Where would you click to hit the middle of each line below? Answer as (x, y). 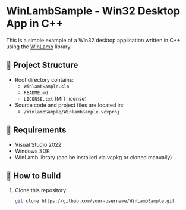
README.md (36, 93)
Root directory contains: (44, 79)
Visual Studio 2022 (38, 144)
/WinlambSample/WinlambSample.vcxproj (72, 112)
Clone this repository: (41, 190)
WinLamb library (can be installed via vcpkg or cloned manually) (93, 157)
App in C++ (35, 24)
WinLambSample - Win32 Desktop (93, 11)
